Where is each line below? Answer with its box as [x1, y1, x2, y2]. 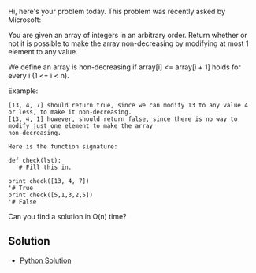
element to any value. [8, 47, 78, 56]
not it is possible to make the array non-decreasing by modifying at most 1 [8, 39, 249, 48]
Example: [8, 86, 39, 95]
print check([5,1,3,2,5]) [8, 191, 93, 199]
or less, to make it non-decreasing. [8, 108, 132, 116]
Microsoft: [8, 15, 42, 24]
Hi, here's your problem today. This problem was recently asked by [8, 7, 226, 16]
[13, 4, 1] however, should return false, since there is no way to [8, 115, 238, 123]
